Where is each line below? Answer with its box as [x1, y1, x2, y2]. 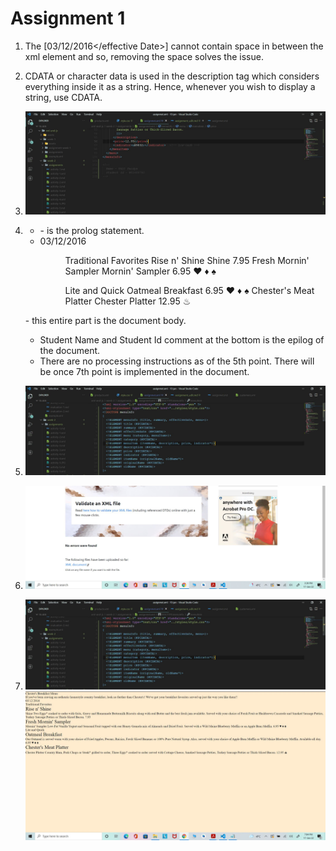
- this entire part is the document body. [24, 315, 187, 326]
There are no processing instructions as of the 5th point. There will [39, 355, 315, 367]
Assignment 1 [10, 7, 126, 30]
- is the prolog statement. [39, 225, 145, 236]
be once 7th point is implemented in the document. [39, 366, 250, 377]
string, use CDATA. [24, 91, 103, 103]
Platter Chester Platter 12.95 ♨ [64, 295, 192, 307]
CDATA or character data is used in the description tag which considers [24, 70, 320, 82]
